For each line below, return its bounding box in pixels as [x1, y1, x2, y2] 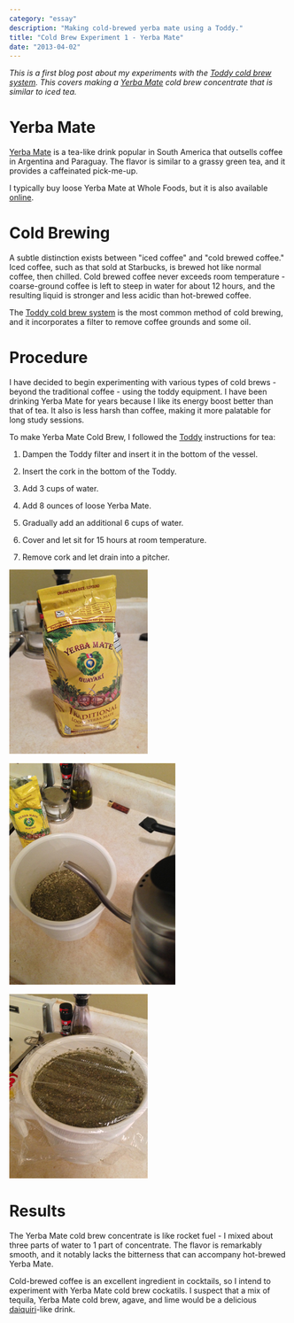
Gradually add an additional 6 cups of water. [21, 518, 184, 529]
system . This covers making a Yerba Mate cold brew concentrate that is [9, 77, 273, 88]
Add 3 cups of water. [21, 484, 99, 494]
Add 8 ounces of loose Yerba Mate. [21, 500, 152, 511]
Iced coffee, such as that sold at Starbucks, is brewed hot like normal [9, 262, 261, 273]
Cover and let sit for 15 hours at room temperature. [21, 535, 207, 545]
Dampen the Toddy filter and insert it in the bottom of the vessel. [21, 449, 259, 460]
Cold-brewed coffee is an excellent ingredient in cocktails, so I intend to [9, 1276, 272, 1286]
